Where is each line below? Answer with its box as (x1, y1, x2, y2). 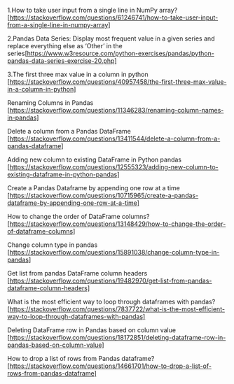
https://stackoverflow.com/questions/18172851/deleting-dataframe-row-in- (9, 334, 226, 341)
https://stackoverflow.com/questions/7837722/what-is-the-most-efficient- (9, 305, 226, 313)
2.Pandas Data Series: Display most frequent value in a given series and (7, 34, 215, 43)
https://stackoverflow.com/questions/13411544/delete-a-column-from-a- (9, 134, 221, 143)
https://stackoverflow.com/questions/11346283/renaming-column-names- (9, 106, 224, 114)
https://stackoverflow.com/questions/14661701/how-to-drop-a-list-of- (9, 362, 212, 370)
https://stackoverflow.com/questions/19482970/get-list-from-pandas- (9, 276, 212, 285)
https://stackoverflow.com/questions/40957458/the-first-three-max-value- (9, 78, 227, 86)
